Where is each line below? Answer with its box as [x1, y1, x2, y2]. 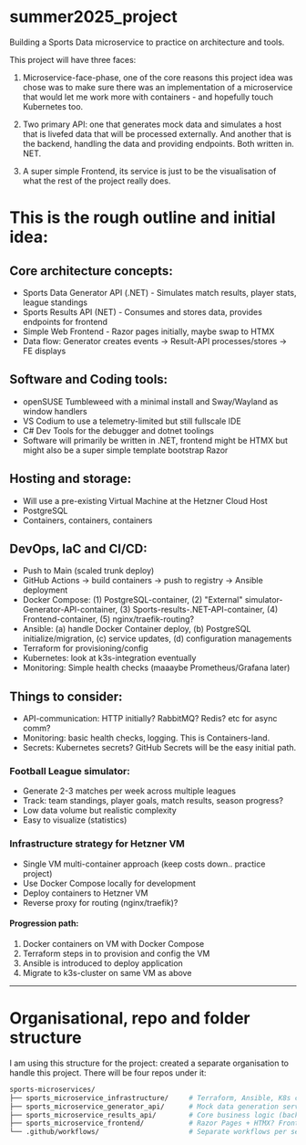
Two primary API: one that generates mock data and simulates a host [22, 119, 282, 130]
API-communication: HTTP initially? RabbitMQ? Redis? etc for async [22, 713, 278, 724]
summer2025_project [9, 6, 178, 27]
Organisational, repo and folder [9, 1008, 250, 1029]
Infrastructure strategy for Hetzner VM [9, 837, 185, 850]
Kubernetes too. [22, 100, 84, 111]
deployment [22, 584, 68, 595]
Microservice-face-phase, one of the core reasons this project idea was [22, 71, 293, 83]
